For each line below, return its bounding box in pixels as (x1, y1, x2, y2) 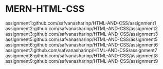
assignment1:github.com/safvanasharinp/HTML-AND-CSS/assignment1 (5, 20, 156, 26)
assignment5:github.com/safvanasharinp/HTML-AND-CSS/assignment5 (5, 36, 158, 42)
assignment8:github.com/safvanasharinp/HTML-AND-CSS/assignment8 (5, 52, 158, 59)
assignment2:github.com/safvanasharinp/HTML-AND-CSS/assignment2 (5, 25, 158, 31)
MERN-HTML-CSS (5, 3, 85, 15)
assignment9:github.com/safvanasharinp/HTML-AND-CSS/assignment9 (5, 58, 158, 64)
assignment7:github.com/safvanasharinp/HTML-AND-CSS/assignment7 (5, 47, 158, 53)
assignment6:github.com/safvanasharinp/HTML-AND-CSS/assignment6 (5, 41, 158, 48)
